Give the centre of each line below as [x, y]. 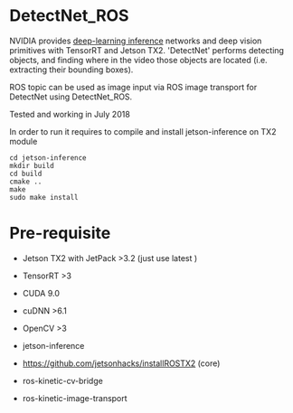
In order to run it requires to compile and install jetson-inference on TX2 [143, 131]
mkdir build [32, 165]
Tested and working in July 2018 [70, 114]
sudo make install [44, 197]
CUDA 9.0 [41, 293]
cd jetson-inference [48, 158]
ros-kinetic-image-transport [75, 398]
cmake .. [26, 182]
